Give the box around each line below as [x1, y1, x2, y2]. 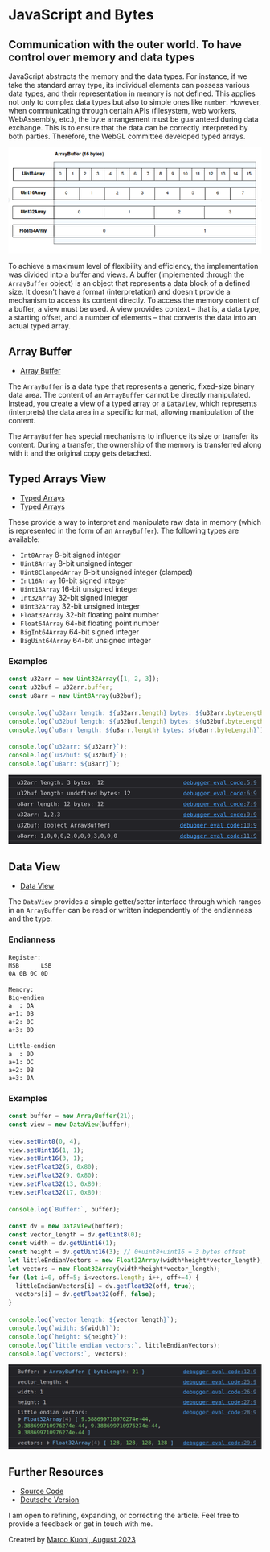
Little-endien [8, 1042, 56, 1050]
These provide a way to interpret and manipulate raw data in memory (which [8, 518, 262, 526]
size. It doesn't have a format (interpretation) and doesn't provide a [8, 287, 231, 297]
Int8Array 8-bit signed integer [19, 550, 121, 559]
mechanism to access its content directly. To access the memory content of [8, 295, 260, 305]
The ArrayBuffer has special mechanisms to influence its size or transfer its [8, 431, 259, 441]
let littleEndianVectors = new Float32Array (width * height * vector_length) [8, 1256, 261, 1265]
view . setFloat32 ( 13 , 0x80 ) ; [8, 1180, 103, 1188]
